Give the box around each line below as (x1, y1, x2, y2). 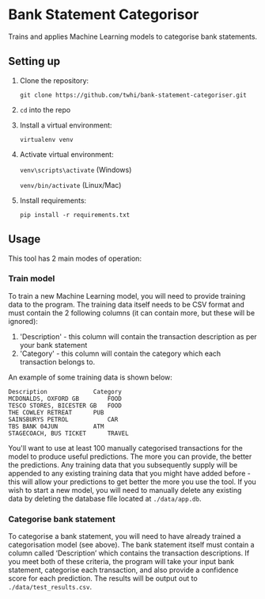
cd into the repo (19, 105, 71, 114)
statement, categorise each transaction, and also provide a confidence (8, 565, 239, 575)
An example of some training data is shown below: (8, 372, 172, 382)
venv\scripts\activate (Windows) (19, 165, 132, 174)
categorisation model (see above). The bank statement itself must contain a (8, 540, 255, 550)
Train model (8, 273, 55, 284)
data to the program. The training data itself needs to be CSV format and (8, 299, 245, 309)
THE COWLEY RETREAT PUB (8, 408, 104, 417)
